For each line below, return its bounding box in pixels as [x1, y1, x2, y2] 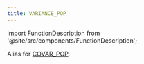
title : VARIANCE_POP [7, 10, 67, 17]
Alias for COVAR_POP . [7, 50, 71, 58]
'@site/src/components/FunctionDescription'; [7, 36, 137, 45]
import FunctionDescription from [7, 29, 100, 37]
